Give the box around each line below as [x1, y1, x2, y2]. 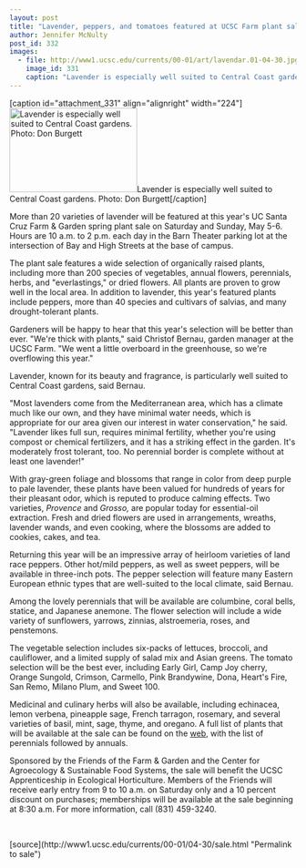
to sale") [9, 848, 42, 859]
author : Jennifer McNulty [9, 30, 107, 39]
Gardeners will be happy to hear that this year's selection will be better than [9, 323, 293, 334]
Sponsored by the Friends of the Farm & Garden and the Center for [9, 755, 260, 766]
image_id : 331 [25, 65, 79, 74]
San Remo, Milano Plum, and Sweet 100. [9, 680, 161, 692]
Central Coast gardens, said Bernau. [9, 380, 146, 391]
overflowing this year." [9, 352, 94, 363]
